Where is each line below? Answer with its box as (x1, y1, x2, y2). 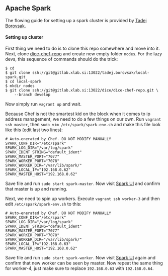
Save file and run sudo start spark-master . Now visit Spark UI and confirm (5, 180, 160, 187)
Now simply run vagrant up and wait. (5, 101, 82, 107)
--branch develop (14, 93, 51, 98)
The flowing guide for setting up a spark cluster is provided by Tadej (5, 17, 147, 23)
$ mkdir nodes (5, 83, 35, 88)
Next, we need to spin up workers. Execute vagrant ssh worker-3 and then (5, 196, 160, 202)
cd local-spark (10, 79, 42, 84)
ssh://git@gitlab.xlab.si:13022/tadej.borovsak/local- (32, 70, 150, 75)
